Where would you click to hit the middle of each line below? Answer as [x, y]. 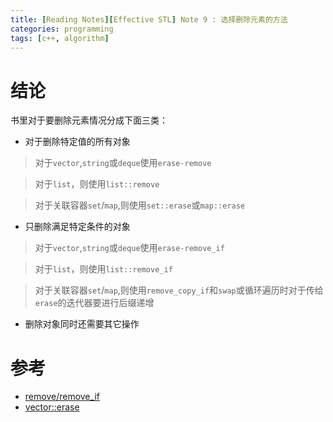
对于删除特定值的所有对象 [77, 142]
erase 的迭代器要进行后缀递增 [94, 303]
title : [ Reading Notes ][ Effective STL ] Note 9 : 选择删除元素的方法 [149, 19]
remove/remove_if [62, 397]
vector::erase [52, 407]
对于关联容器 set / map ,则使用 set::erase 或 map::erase [140, 205]
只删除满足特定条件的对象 [77, 227]
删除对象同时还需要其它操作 [82, 324]
